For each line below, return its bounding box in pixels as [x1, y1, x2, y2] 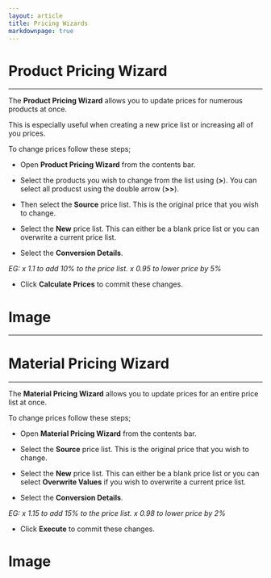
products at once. [8, 104, 67, 114]
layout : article [8, 11, 63, 20]
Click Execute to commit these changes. [19, 524, 156, 534]
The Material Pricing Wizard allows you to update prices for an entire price [8, 389, 259, 399]
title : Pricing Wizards [8, 19, 89, 27]
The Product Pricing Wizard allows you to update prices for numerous [8, 96, 244, 106]
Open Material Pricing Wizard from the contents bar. [19, 429, 197, 438]
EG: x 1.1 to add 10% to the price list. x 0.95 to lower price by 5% [8, 264, 222, 274]
